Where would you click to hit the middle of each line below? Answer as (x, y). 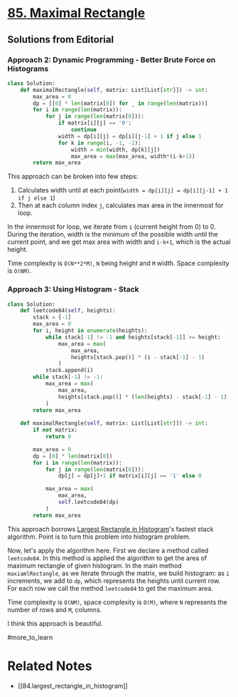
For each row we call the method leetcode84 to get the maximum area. (110, 588)
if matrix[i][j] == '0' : (95, 123)
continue (84, 130)
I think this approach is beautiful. (55, 623)
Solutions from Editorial (61, 40)
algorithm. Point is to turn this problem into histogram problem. (99, 537)
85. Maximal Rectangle (76, 13)
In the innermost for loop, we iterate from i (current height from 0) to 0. (112, 227)
